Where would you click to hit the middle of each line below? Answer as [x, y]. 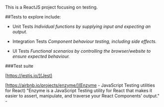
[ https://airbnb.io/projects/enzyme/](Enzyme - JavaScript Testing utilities [80, 85]
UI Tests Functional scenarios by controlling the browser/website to [82, 51]
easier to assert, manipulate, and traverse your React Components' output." [82, 96]
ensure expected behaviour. [41, 56]
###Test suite [19, 66]
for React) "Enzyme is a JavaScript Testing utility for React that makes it [79, 91]
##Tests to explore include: [33, 17]
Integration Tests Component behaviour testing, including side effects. [84, 41]
